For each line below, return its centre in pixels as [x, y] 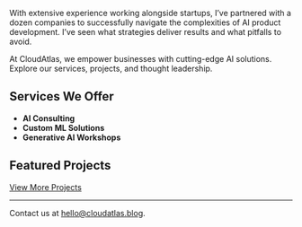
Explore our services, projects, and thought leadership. [111, 68]
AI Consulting [49, 118]
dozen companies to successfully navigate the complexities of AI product [145, 22]
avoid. [21, 41]
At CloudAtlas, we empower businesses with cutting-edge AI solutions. [141, 59]
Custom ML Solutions [63, 127]
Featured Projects [60, 166]
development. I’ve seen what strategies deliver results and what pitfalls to [145, 32]
